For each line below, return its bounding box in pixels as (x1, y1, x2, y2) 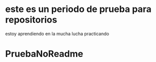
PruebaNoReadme (5, 48, 84, 59)
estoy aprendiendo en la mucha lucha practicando (5, 30, 109, 36)
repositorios (5, 14, 57, 25)
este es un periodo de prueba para (5, 3, 152, 15)
